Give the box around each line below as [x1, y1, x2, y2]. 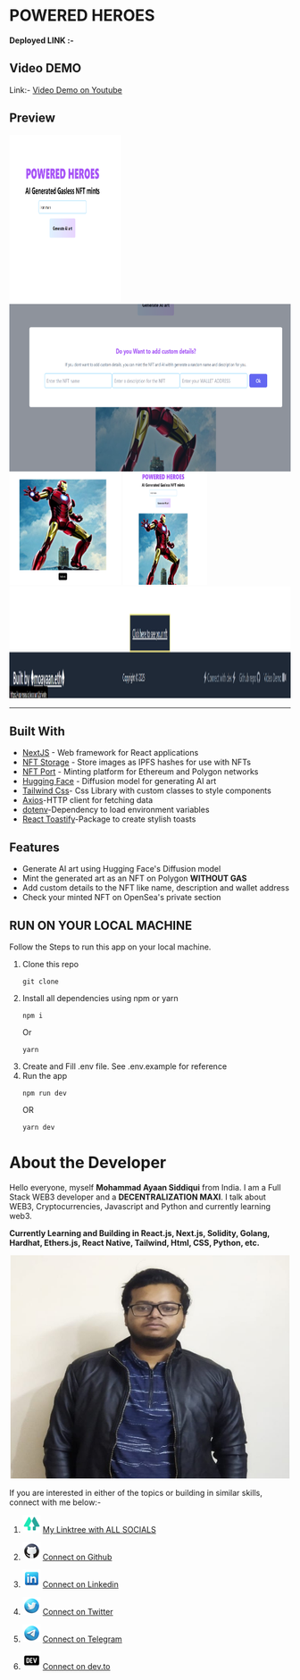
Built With [9, 723, 65, 739]
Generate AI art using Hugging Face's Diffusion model [21, 864, 221, 874]
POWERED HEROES [9, 5, 155, 26]
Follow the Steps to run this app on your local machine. [9, 941, 212, 952]
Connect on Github [42, 1551, 112, 1562]
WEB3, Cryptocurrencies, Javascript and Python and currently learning [9, 1200, 271, 1211]
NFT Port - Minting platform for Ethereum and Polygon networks [21, 766, 259, 777]
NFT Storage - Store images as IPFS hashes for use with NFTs [21, 756, 252, 768]
